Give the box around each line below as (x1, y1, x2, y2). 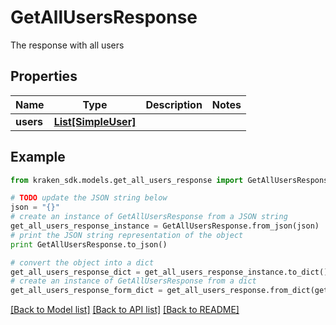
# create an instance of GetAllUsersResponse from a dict (10, 276, 257, 286)
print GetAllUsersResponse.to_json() (10, 239, 168, 250)
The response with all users (10, 39, 125, 51)
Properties (10, 68, 78, 85)
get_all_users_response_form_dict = (10, 286, 163, 296)
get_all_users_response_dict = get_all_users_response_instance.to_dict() (10, 267, 329, 277)
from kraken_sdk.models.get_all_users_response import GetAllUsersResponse (10, 175, 333, 185)
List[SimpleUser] (53, 114, 137, 128)
